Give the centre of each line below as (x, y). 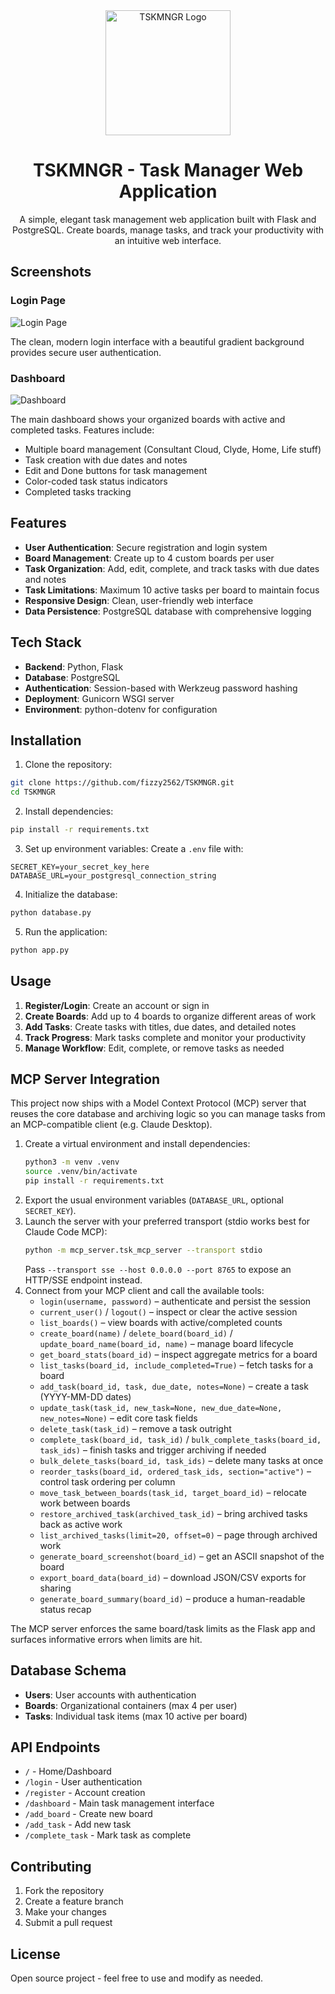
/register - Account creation (85, 1793)
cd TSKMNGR (33, 792)
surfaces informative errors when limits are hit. (106, 1639)
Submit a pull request (68, 1923)
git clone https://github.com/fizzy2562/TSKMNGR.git (122, 783)
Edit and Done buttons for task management (116, 470)
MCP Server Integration (85, 1079)
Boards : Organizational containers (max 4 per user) (131, 1705)
